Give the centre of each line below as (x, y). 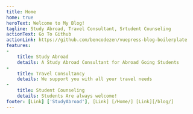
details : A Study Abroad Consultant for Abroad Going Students (98, 62)
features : (19, 46)
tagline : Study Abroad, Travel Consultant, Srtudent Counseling (89, 29)
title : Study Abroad (43, 57)
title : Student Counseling (51, 90)
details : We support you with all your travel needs (85, 79)
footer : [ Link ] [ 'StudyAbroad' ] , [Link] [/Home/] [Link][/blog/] (90, 101)
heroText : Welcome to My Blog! (46, 23)
